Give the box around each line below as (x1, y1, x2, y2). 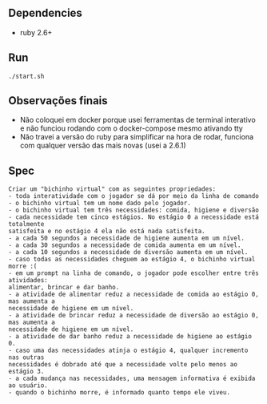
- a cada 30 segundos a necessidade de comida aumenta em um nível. (8, 241, 241, 249)
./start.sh (8, 72, 45, 80)
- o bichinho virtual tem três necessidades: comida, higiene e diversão (8, 206, 260, 215)
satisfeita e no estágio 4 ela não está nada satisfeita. (8, 228, 205, 236)
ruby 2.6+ (19, 27, 53, 37)
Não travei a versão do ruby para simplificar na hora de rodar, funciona (19, 132, 254, 142)
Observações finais (8, 94, 108, 107)
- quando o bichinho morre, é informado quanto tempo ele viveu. (8, 389, 230, 397)
